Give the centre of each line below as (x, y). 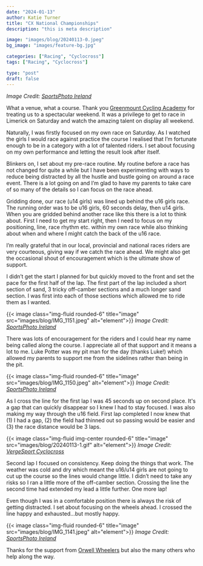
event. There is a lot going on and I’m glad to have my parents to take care (99, 183)
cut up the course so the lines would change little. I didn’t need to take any (99, 476)
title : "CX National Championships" (52, 23)
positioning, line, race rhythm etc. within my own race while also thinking (97, 227)
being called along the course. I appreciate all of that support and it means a (101, 345)
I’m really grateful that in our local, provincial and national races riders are (98, 245)
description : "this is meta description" (59, 29)
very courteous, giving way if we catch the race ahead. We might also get (98, 251)
